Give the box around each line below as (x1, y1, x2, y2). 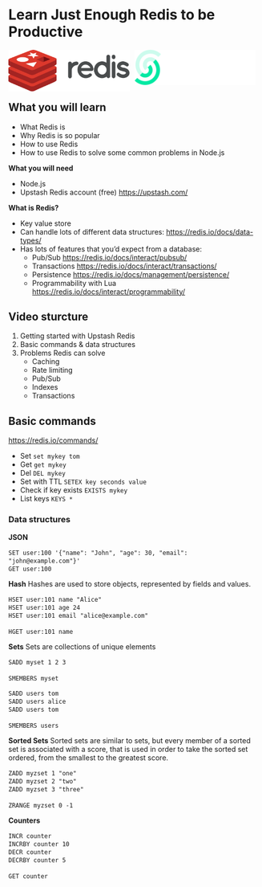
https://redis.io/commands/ (8, 435, 99, 445)
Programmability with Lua (31, 278, 117, 288)
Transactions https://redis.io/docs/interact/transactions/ (31, 261, 218, 271)
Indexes (31, 382, 58, 392)
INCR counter (8, 832, 52, 840)
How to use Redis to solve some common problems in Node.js (19, 147, 225, 157)
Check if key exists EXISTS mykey (19, 485, 128, 495)
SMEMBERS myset (8, 674, 59, 682)
